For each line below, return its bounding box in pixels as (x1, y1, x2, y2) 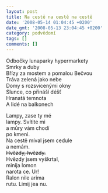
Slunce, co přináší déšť (6, 88, 61, 95)
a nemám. (6, 143, 30, 150)
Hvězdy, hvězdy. (6, 149, 46, 156)
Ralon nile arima (6, 174, 45, 181)
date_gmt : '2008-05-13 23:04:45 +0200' (6, 25, 103, 31)
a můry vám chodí (6, 124, 50, 132)
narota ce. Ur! (6, 168, 39, 175)
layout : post (6, 8, 38, 15)
